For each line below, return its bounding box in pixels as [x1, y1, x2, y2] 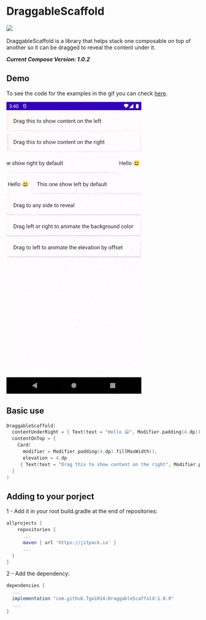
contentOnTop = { [12, 436, 56, 442]
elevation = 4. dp [22, 455, 67, 461]
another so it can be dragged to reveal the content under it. [6, 43, 156, 51]
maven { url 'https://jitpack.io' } [22, 539, 116, 546]
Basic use [6, 406, 45, 416]
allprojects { [6, 520, 43, 526]
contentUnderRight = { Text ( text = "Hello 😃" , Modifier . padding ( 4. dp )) [12, 429, 201, 436]
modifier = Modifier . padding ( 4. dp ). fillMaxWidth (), [22, 448, 158, 455]
